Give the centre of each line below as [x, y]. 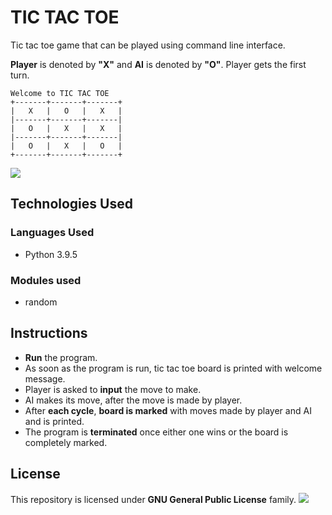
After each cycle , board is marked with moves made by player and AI [168, 410]
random [41, 302]
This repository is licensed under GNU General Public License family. [153, 499]
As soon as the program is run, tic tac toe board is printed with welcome [173, 368]
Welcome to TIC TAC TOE [60, 93]
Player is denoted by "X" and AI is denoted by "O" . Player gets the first [158, 64]
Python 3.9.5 [51, 254]
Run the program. [61, 357]
